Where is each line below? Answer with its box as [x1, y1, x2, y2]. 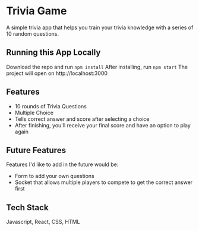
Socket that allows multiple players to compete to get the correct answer [14, 179, 193, 186]
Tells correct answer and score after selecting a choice [14, 115, 150, 123]
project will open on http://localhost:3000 [6, 70, 108, 77]
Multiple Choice [14, 109, 53, 116]
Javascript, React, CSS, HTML [6, 218, 80, 226]
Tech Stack [6, 202, 49, 213]
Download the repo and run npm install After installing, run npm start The [6, 63, 188, 70]
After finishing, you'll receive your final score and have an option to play [14, 121, 191, 129]
